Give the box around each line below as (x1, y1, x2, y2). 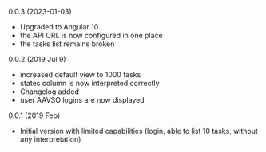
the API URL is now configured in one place (19, 31, 164, 40)
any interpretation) (19, 134, 81, 144)
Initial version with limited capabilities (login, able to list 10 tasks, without (19, 127, 258, 135)
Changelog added (19, 87, 80, 96)
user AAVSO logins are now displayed (19, 95, 145, 104)
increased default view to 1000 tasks (19, 70, 141, 79)
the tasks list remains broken (19, 39, 115, 49)
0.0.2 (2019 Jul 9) (8, 55, 66, 64)
